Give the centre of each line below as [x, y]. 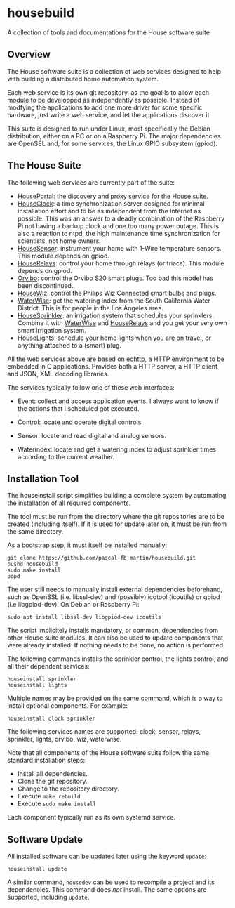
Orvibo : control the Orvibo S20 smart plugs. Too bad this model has [115, 278]
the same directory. [35, 532]
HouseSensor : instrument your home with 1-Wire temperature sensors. [120, 248]
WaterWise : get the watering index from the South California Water [114, 301]
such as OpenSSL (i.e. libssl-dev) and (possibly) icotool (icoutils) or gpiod [114, 597]
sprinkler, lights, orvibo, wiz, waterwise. [65, 739]
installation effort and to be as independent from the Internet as [109, 211]
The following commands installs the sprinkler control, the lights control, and [118, 659]
